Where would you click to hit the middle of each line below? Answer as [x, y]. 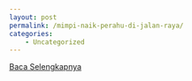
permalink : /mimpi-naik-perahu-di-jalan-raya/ [96, 26]
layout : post [33, 17]
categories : [31, 33]
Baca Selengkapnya [46, 67]
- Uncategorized [55, 42]
